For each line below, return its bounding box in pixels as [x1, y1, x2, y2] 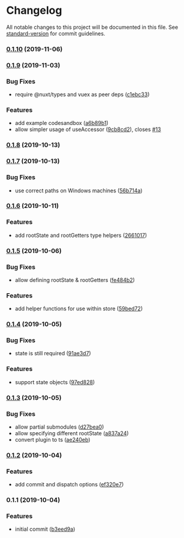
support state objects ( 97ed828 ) [14, 378, 95, 385]
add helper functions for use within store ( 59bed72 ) [14, 305, 143, 313]
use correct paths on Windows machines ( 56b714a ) [14, 187, 143, 194]
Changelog [6, 4, 62, 17]
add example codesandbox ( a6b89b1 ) [14, 120, 109, 127]
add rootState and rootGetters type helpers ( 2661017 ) [14, 231, 147, 239]
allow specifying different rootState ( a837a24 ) [14, 429, 129, 436]
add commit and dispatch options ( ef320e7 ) [14, 481, 124, 488]
